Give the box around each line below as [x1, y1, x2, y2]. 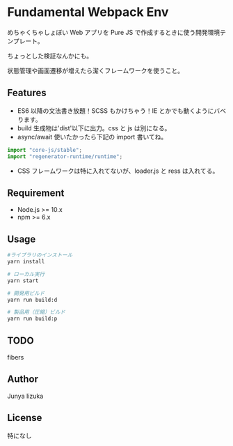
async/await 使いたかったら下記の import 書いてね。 [17, 132, 168, 141]
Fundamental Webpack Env [7, 4, 169, 20]
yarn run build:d [7, 296, 58, 303]
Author [7, 374, 38, 385]
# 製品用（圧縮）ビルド [7, 309, 66, 316]
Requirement [7, 187, 65, 199]
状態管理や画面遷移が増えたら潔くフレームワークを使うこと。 [7, 66, 184, 75]
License [7, 412, 42, 424]
